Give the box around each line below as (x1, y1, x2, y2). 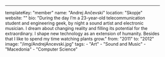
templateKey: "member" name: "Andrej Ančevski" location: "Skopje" (5, 10, 143, 15)
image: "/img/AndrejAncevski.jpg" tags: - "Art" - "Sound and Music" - (5, 41, 146, 47)
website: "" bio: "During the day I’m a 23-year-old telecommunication (5, 15, 145, 21)
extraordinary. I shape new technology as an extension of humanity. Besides (5, 30, 160, 36)
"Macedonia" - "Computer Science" (5, 46, 78, 52)
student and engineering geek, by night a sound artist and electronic (5, 20, 144, 26)
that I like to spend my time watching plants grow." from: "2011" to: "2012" (5, 36, 154, 42)
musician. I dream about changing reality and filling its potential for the (5, 26, 148, 31)
